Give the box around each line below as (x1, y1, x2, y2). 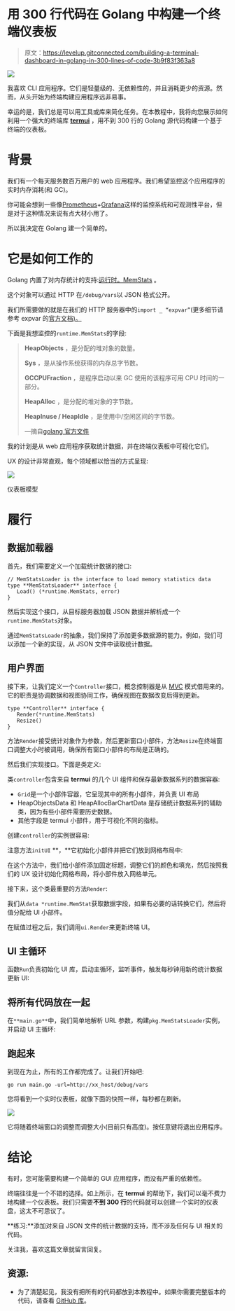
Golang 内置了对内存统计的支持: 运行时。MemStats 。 (7, 275, 161, 284)
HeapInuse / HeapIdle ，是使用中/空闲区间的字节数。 (24, 412, 179, 420)
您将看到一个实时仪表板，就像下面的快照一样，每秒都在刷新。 (7, 1095, 185, 1103)
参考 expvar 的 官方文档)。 (7, 314, 82, 322)
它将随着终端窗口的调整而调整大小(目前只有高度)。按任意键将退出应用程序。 (7, 1123, 227, 1131)
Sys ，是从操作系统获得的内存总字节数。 (24, 359, 142, 367)
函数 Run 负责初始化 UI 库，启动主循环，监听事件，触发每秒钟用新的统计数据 (7, 965, 222, 973)
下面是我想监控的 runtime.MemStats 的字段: (7, 328, 127, 337)
